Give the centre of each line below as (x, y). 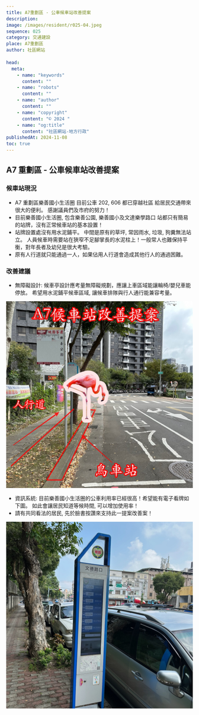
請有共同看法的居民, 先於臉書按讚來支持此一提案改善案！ (84, 513)
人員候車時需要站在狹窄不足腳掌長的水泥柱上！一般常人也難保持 (104, 240)
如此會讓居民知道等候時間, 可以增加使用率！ (85, 505)
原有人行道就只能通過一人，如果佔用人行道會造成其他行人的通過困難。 (100, 254)
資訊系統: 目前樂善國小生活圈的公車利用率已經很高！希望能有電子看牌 (99, 498)
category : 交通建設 (28, 38)
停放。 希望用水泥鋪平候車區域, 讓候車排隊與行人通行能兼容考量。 (95, 292)
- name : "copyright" (42, 113)
